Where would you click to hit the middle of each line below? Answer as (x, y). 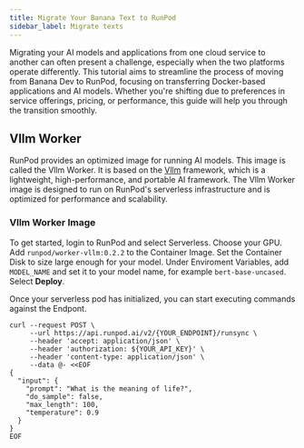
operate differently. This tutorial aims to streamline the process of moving (147, 71)
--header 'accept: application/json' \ (105, 341)
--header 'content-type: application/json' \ (117, 357)
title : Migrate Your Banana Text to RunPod (93, 18)
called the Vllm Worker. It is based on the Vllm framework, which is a (137, 170)
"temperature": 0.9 (63, 413)
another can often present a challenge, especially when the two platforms (147, 62)
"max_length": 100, (63, 404)
